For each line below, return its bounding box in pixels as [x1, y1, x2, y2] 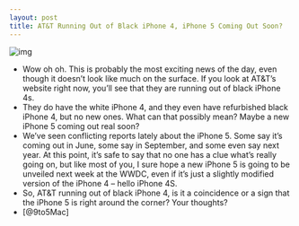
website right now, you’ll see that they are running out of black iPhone [22, 83, 281, 93]
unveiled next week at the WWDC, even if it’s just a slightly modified [22, 168, 275, 179]
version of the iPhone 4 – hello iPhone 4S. [22, 178, 178, 188]
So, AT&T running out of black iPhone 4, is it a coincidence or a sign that [22, 187, 290, 198]
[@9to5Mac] [22, 206, 69, 217]
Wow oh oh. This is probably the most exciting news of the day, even [22, 64, 277, 74]
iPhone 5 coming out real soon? [22, 120, 140, 131]
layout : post [9, 13, 58, 22]
